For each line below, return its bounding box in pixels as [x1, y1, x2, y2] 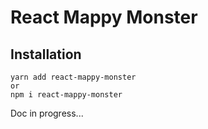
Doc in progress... [10, 107, 84, 119]
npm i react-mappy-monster [10, 90, 123, 100]
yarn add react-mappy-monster [10, 72, 137, 82]
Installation [10, 46, 82, 63]
